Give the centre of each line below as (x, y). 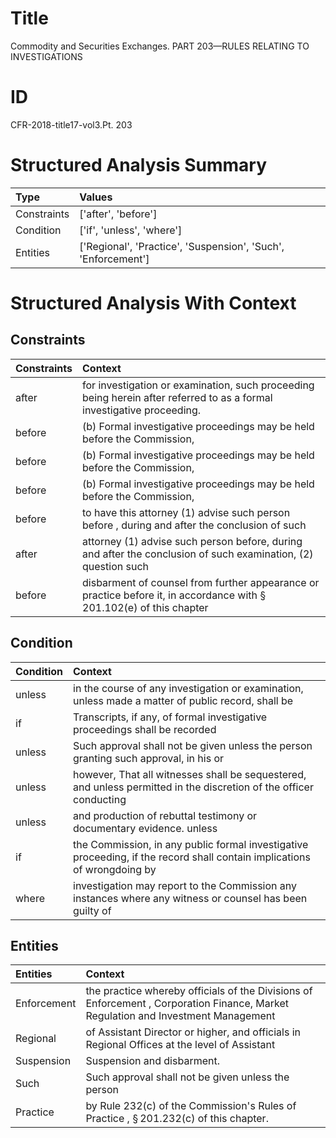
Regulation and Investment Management (180, 1016)
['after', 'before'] (118, 214)
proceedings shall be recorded (145, 729)
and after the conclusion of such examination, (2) (198, 554)
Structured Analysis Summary (138, 165)
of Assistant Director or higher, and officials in (193, 1032)
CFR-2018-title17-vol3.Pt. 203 (71, 124)
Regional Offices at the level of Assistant (180, 1045)
